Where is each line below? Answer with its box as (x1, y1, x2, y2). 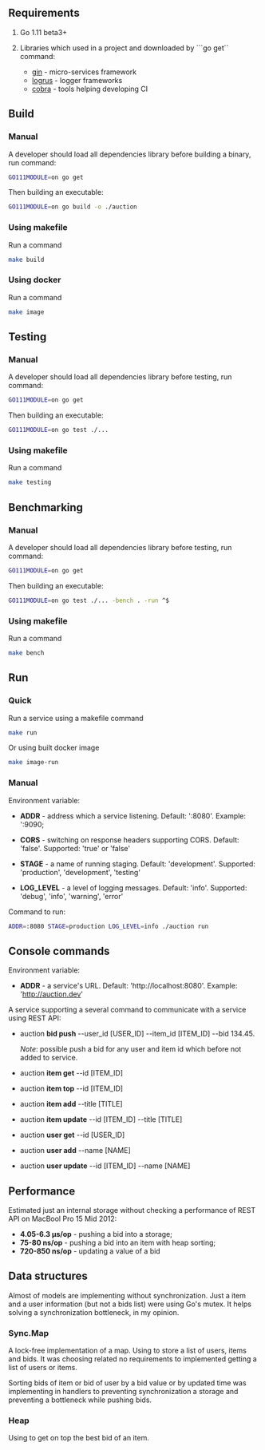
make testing (8, 478, 52, 486)
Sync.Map (8, 1327, 49, 1338)
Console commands (8, 944, 110, 957)
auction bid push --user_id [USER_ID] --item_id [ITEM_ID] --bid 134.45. (19, 1029, 255, 1039)
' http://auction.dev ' (19, 989, 84, 999)
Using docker (8, 275, 61, 286)
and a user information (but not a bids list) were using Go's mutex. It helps (8, 1299, 251, 1309)
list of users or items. (8, 1363, 77, 1373)
